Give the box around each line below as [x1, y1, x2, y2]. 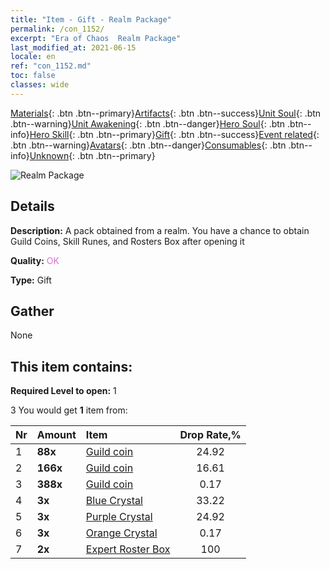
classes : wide [10, 80, 70, 90]
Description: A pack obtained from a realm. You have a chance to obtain [10, 224, 310, 236]
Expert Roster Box [85, 542, 171, 556]
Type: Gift [10, 274, 52, 286]
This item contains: [10, 358, 133, 375]
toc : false [10, 71, 56, 81]
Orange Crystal [85, 526, 158, 540]
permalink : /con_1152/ [10, 24, 105, 34]
